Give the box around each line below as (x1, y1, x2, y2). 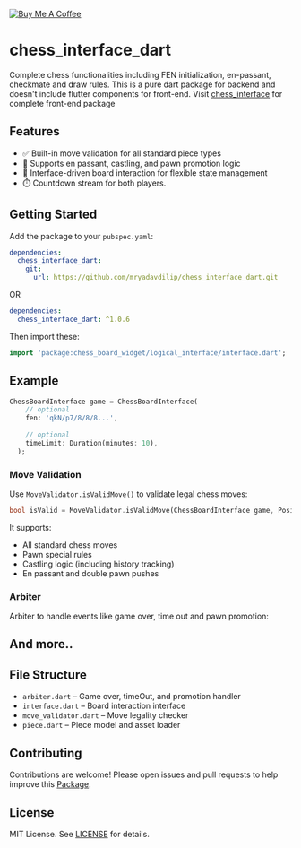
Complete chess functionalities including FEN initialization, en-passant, (9, 69, 271, 80)
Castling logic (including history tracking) (21, 558, 175, 569)
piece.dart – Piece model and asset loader (21, 720, 181, 731)
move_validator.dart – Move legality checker (21, 710, 189, 721)
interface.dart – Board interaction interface (21, 700, 186, 712)
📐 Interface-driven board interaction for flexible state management (21, 167, 268, 178)
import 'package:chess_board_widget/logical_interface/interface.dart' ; (9, 348, 287, 358)
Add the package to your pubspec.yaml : (9, 230, 154, 241)
